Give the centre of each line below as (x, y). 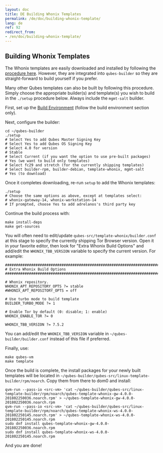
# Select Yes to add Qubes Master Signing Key (53, 139)
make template (19, 361)
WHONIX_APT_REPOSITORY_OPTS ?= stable (44, 286)
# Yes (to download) (26, 174)
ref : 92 (13, 28)
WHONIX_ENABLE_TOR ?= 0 (29, 316)
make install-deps (24, 222)
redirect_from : (20, 32)
